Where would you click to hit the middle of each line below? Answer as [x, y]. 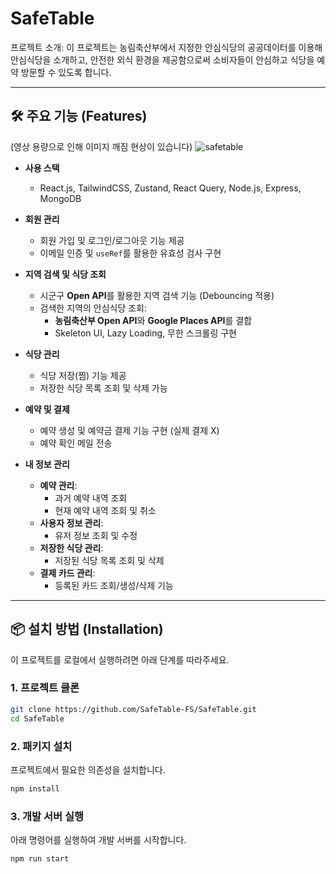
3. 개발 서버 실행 [47, 816]
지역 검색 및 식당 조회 [65, 274]
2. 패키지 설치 [41, 746]
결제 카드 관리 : [67, 573]
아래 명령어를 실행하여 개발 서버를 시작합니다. [98, 840]
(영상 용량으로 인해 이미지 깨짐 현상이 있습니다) [101, 146]
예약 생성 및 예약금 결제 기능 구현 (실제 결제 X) [129, 430]
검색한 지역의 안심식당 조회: [93, 308]
